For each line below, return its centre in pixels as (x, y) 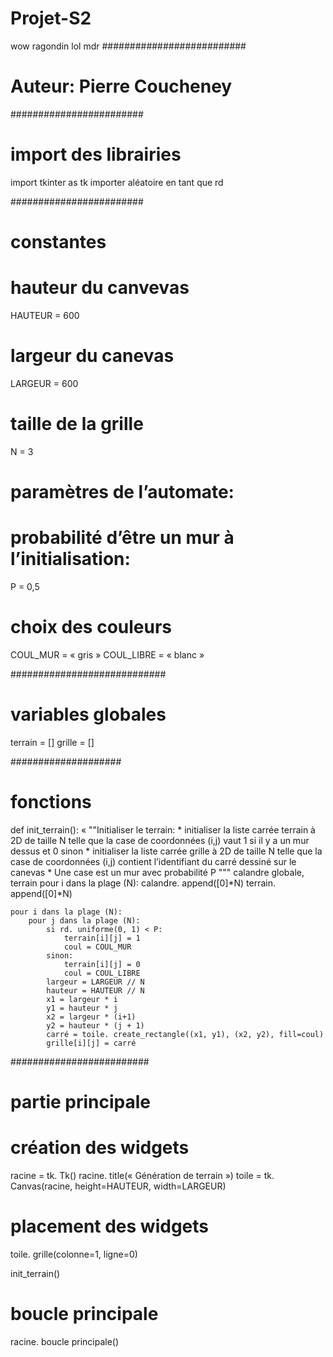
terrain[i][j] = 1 (102, 938)
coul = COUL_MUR (97, 947)
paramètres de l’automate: (122, 492)
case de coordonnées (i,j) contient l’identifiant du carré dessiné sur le (153, 861)
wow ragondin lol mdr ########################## (128, 46)
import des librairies (96, 154)
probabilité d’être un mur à (122, 538)
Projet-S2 (51, 18)
